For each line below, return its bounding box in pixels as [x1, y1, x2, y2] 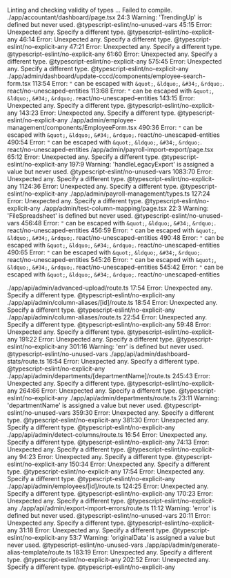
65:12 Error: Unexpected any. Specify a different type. [7, 153, 160, 161]
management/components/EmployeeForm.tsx [7, 124, 137, 131]
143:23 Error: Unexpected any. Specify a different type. [19, 109, 176, 117]
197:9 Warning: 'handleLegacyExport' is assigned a [69, 160, 214, 168]
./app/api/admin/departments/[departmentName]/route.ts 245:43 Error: [7, 372, 210, 380]
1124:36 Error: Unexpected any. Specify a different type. [19, 183, 179, 190]
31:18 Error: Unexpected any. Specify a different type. [19, 526, 171, 534]
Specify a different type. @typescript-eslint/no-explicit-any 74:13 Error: [7, 438, 210, 446]
